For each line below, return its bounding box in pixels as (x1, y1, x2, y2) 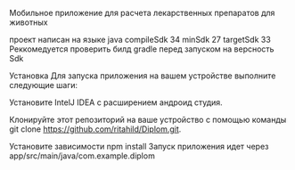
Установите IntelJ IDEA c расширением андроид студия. (9, 97, 223, 108)
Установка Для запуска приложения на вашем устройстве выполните (9, 70, 276, 81)
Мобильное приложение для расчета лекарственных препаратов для (9, 8, 275, 18)
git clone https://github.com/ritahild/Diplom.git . (9, 124, 182, 134)
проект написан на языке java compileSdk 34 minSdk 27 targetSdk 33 (9, 35, 272, 45)
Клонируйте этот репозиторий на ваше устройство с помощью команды (9, 115, 287, 125)
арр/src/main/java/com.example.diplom (9, 150, 156, 161)
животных (9, 17, 48, 28)
